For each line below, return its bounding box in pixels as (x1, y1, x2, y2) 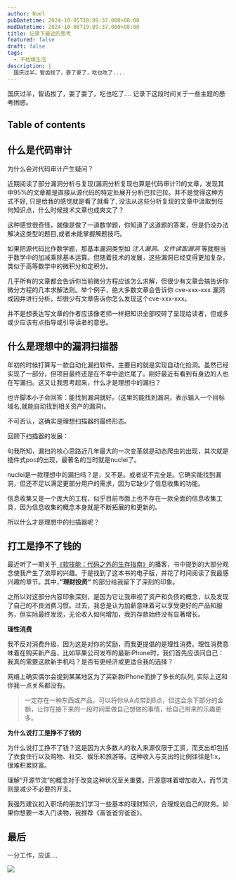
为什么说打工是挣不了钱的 (7, 728, 81, 737)
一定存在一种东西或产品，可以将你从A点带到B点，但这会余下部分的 (24, 696, 218, 704)
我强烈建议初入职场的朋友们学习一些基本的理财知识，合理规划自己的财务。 (7, 800, 223, 808)
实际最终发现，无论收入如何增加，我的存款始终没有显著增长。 (25, 610, 204, 619)
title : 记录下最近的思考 (7, 29, 72, 37)
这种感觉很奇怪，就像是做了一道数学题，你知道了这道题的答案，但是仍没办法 (7, 221, 229, 229)
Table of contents (7, 119, 86, 131)
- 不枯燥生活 (13, 56, 47, 63)
